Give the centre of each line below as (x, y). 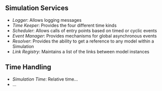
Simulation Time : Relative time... (45, 79)
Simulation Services (37, 8)
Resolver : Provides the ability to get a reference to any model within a (83, 41)
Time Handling (28, 67)
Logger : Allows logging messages (47, 20)
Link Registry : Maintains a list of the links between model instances (81, 51)
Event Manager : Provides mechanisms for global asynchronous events (84, 36)
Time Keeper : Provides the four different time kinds (64, 25)
